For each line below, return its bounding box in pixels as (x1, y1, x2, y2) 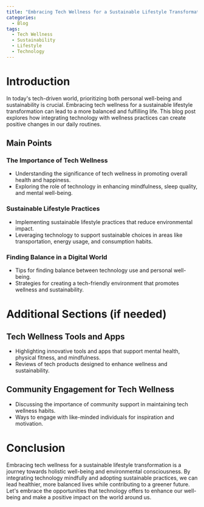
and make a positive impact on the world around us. (21, 493, 152, 501)
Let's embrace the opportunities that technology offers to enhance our (6, 487, 183, 494)
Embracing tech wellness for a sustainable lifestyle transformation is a (6, 461, 182, 468)
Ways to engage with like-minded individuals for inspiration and (15, 413, 174, 421)
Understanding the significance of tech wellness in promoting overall (15, 170, 188, 177)
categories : (6, 15, 36, 21)
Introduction (6, 74, 70, 88)
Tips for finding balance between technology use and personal (15, 267, 172, 274)
